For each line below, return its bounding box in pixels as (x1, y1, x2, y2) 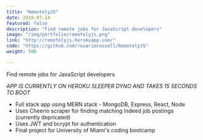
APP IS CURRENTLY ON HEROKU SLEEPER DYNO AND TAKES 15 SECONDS (6, 82, 197, 89)
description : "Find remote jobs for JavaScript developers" (6, 26, 163, 32)
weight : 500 (6, 49, 37, 55)
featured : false (6, 20, 48, 26)
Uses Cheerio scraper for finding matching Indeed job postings (15, 107, 174, 114)
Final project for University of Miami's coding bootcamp (15, 126, 155, 134)
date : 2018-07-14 (6, 15, 51, 21)
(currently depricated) (15, 113, 71, 121)
